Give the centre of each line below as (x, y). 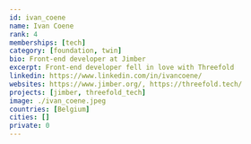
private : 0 (30, 126)
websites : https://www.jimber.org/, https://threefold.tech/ (126, 84)
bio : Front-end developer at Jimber (78, 59)
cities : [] (30, 117)
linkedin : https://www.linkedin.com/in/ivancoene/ (106, 76)
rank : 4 (24, 34)
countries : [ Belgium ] (50, 109)
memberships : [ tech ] (48, 42)
